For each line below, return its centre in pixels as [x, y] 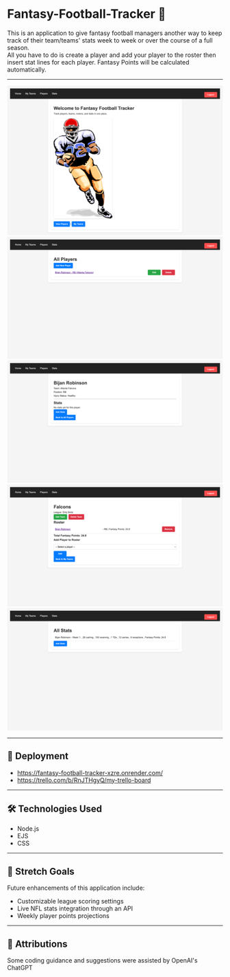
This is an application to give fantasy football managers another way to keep [115, 33]
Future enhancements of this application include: [76, 888]
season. [18, 47]
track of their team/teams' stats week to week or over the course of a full [110, 40]
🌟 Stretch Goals [41, 871]
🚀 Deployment [38, 756]
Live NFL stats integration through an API [75, 908]
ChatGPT [20, 968]
